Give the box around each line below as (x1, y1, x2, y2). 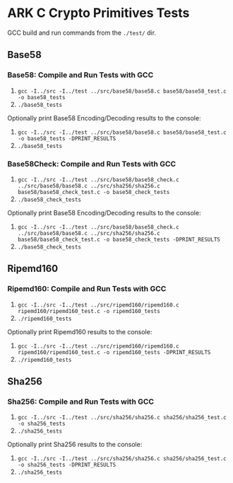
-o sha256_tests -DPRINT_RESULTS (17, 462, 116, 469)
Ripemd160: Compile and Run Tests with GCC (7, 284, 167, 294)
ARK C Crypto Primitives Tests (7, 5, 190, 21)
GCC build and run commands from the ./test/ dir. (7, 28, 157, 37)
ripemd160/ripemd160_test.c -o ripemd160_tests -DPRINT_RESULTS (17, 348, 211, 356)
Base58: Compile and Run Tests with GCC (7, 70, 154, 80)
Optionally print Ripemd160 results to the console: (7, 327, 153, 336)
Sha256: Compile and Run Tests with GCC (7, 397, 154, 407)
